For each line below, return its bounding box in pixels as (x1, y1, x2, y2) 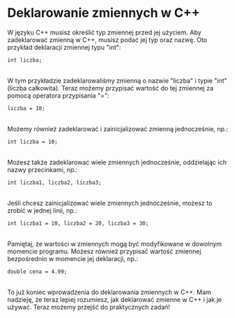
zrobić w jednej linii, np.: (7, 206, 78, 215)
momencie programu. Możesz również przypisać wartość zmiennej (7, 247, 201, 256)
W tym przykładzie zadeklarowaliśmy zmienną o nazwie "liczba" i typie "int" (7, 76, 227, 85)
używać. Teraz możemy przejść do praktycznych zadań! (7, 303, 170, 311)
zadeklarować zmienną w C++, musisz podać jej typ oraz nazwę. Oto (7, 35, 208, 44)
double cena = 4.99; (7, 268, 68, 275)
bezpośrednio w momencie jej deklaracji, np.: (7, 254, 138, 263)
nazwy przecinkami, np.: (7, 165, 79, 173)
